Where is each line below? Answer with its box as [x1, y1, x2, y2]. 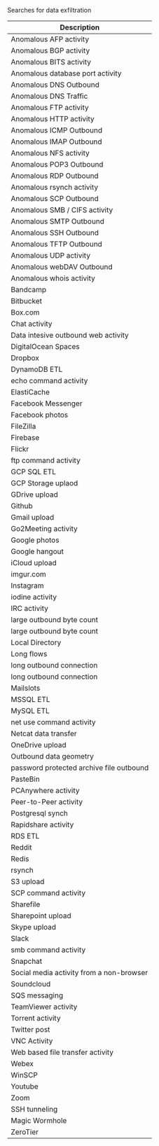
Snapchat [11, 956, 43, 966]
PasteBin [11, 774, 40, 784]
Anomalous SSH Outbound [11, 228, 99, 237]
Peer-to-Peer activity [11, 797, 83, 806]
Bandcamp [11, 285, 47, 294]
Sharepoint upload [11, 911, 71, 920]
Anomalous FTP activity [11, 103, 89, 112]
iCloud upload [11, 558, 57, 567]
